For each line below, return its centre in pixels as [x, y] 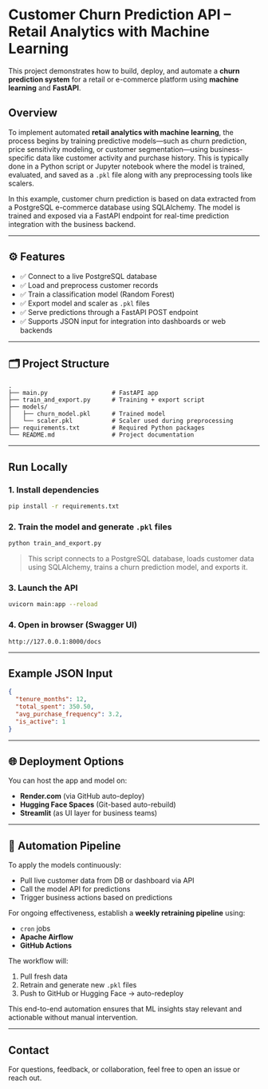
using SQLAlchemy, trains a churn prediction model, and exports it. [138, 567]
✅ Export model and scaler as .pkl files [85, 303]
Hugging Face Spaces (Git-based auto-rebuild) [98, 804]
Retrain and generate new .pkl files [78, 985]
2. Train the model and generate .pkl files [90, 527]
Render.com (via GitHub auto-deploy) [82, 796]
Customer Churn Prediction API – [120, 15]
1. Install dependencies [54, 489]
